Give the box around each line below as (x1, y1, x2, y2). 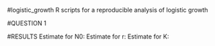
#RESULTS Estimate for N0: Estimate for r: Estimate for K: (7, 32, 170, 41)
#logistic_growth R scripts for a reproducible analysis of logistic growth (7, 6, 208, 14)
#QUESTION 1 (7, 19, 47, 27)
